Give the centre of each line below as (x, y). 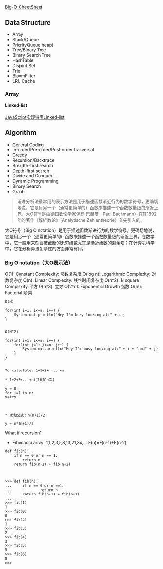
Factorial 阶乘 (19, 293)
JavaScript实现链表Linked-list (35, 117)
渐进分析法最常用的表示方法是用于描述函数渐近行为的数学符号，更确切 (88, 201)
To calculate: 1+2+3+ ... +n (35, 371)
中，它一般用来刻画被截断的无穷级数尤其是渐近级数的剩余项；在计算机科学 (80, 243)
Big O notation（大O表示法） (39, 263)
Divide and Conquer (32, 175)
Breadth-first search (32, 165)
